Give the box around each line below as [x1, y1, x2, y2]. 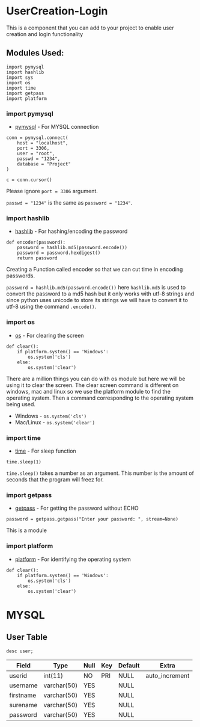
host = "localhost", [17, 140, 68, 146]
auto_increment [145, 671, 190, 679]
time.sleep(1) [6, 459, 42, 465]
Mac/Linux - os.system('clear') [14, 418, 95, 425]
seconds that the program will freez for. [6, 475, 104, 483]
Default [118, 661, 140, 669]
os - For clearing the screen [14, 332, 84, 339]
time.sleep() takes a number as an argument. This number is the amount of [6, 469, 194, 477]
